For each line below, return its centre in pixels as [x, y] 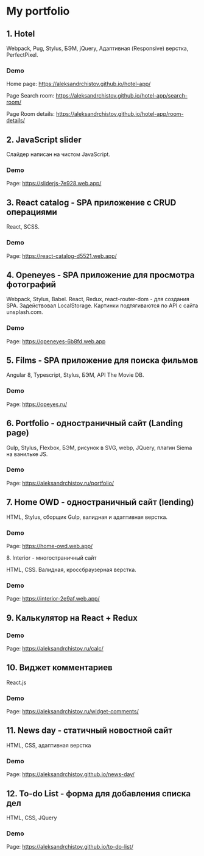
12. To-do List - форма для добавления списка [98, 794]
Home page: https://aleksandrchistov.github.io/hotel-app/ [79, 84]
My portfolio [38, 11]
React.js [16, 682]
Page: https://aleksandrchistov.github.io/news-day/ [71, 774]
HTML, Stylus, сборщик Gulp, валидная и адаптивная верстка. [87, 517]
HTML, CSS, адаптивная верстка [49, 745]
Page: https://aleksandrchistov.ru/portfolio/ [60, 483]
